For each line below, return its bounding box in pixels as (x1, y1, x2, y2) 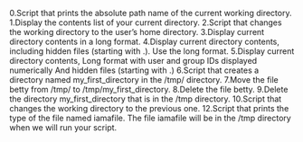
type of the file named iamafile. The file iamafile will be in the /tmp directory (9, 112, 291, 123)
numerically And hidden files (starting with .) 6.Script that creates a (9, 65, 260, 75)
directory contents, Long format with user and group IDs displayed (9, 56, 258, 66)
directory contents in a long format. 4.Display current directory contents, (9, 36, 280, 47)
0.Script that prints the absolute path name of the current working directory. (9, 8, 292, 18)
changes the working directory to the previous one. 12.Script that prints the (9, 103, 289, 113)
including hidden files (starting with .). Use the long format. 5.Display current (9, 46, 295, 57)
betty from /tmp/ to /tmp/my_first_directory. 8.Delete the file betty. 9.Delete (9, 84, 289, 94)
